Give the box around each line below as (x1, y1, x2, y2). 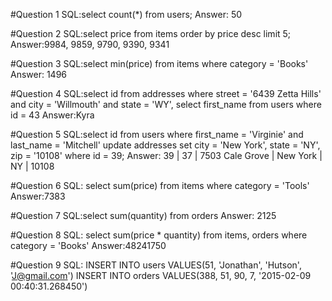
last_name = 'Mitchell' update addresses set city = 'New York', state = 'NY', (10, 139, 321, 151)
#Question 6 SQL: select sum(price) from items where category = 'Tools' (10, 180, 310, 191)
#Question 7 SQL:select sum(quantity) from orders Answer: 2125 (10, 210, 277, 221)
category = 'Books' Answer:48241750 (10, 240, 167, 251)
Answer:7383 (10, 190, 66, 202)
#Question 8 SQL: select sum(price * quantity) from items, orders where (10, 229, 308, 241)
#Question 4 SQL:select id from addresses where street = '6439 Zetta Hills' (10, 88, 322, 99)
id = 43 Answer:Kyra (10, 109, 95, 121)
